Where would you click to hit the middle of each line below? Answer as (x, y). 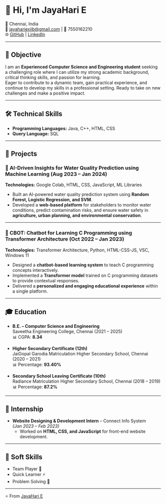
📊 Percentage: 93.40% (37, 365)
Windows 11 (17, 255)
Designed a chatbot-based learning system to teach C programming (83, 265)
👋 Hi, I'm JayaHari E (46, 10)
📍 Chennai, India (22, 24)
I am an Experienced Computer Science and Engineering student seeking (82, 67)
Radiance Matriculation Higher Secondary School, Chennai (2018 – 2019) (86, 381)
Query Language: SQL (36, 134)
